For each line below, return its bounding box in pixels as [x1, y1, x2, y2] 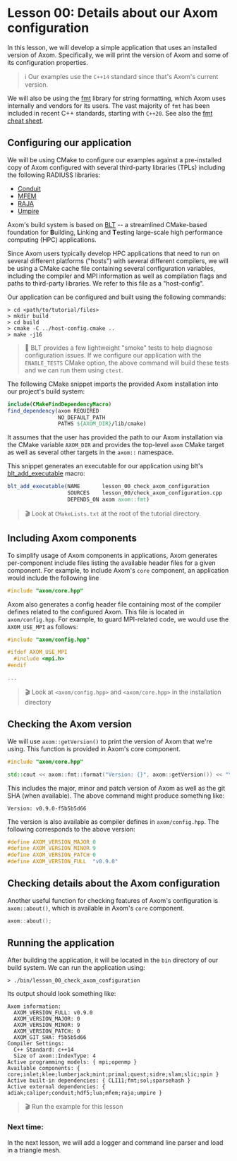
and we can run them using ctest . [24, 365, 123, 375]
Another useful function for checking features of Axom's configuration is [7, 896, 219, 904]
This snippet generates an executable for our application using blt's [7, 462, 204, 470]
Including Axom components [7, 533, 138, 545]
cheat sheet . [7, 116, 44, 125]
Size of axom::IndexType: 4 [13, 1052, 97, 1059]
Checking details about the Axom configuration [7, 877, 220, 889]
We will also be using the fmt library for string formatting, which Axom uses [7, 94, 226, 102]
